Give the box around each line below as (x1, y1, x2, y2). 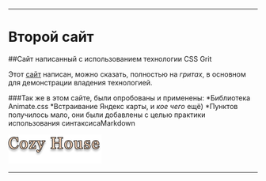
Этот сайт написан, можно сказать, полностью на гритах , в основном (8, 69, 247, 79)
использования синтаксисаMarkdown (8, 118, 136, 127)
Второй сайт (8, 28, 94, 46)
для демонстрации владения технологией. (8, 77, 153, 87)
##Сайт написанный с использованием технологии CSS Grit (8, 54, 212, 63)
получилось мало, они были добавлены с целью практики (8, 110, 206, 119)
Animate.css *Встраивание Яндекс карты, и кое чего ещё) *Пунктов (8, 101, 238, 111)
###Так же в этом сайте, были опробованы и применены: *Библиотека (8, 92, 251, 103)
